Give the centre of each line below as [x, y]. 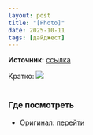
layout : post [30, 15]
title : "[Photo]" [37, 23]
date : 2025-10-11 [37, 30]
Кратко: [21, 77]
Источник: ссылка [39, 60]
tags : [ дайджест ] [37, 37]
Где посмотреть [41, 105]
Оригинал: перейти [52, 122]
